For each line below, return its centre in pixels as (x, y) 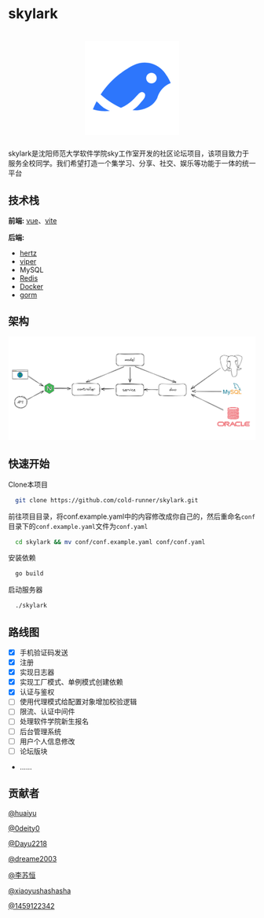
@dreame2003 (33, 858)
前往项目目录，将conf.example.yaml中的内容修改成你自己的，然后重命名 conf (132, 516)
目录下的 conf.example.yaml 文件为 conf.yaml (78, 526)
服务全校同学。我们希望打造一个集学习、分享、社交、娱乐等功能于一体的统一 (132, 163)
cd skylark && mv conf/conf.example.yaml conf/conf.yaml (110, 542)
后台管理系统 (40, 731)
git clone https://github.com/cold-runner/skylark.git (107, 500)
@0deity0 (24, 828)
